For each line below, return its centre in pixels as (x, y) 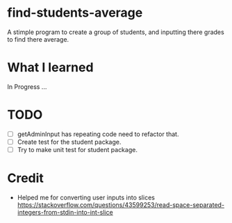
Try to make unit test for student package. (77, 149)
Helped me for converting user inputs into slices (86, 197)
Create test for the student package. (69, 142)
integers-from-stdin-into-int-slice (65, 212)
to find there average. (38, 39)
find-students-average (75, 13)
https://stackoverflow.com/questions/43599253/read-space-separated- (121, 205)
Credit (25, 178)
